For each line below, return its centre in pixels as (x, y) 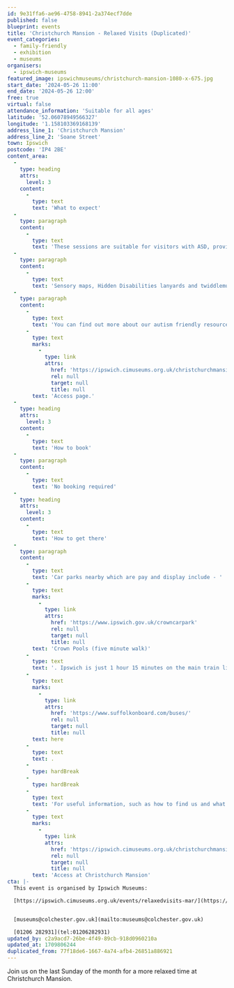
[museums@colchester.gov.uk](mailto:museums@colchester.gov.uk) (109, 919)
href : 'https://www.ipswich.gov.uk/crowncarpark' (124, 623)
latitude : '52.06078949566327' (53, 117)
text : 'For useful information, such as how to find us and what (129, 804)
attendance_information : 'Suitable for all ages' (81, 111)
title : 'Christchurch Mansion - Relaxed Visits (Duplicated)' (99, 33)
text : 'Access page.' (64, 396)
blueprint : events (34, 26)
